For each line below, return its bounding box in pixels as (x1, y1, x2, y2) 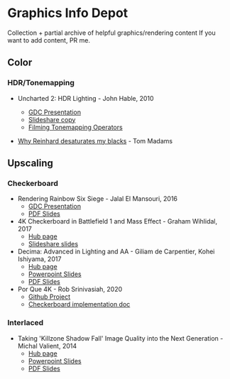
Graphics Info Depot (7, 5, 128, 21)
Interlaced (7, 318, 44, 328)
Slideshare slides (28, 240, 79, 248)
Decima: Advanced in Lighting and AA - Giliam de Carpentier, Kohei (17, 247, 215, 256)
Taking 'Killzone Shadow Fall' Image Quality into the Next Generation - (17, 334, 224, 342)
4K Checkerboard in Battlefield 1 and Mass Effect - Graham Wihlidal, (17, 217, 218, 226)
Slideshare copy (28, 115, 76, 123)
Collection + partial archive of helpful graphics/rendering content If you (7, 28, 216, 37)
